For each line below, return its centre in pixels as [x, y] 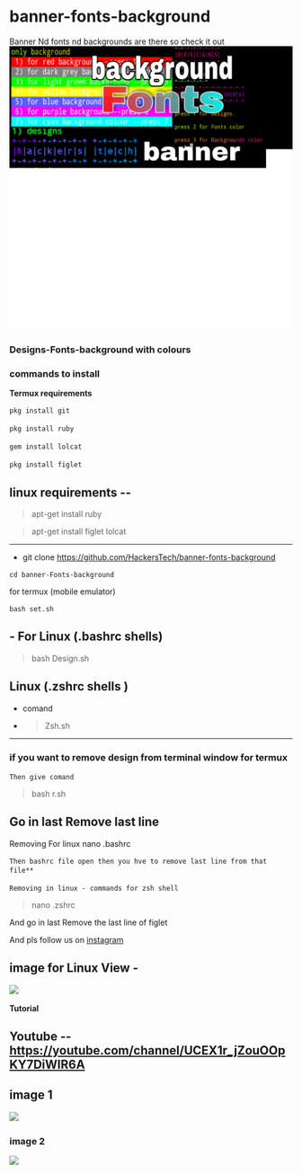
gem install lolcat [46, 447]
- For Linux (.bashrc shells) [86, 637]
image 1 [31, 1095]
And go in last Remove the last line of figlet [89, 922]
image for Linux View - [74, 968]
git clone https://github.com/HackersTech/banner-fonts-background [149, 557]
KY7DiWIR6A [47, 1064]
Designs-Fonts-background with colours [100, 350]
